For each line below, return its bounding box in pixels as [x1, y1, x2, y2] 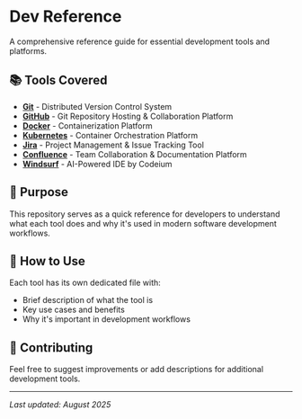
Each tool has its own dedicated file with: [9, 277, 162, 289]
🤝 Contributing [9, 340, 93, 355]
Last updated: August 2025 [9, 399, 111, 410]
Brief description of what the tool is [22, 295, 154, 306]
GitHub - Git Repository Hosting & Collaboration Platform [22, 111, 234, 121]
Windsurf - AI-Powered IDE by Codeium [22, 158, 173, 169]
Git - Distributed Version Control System [22, 101, 173, 111]
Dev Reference [9, 6, 122, 27]
